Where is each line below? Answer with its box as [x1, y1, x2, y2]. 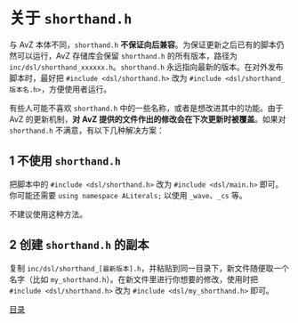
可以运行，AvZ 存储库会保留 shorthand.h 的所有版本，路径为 [16, 50, 238, 61]
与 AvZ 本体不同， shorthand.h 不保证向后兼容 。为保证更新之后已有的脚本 [9, 39, 277, 50]
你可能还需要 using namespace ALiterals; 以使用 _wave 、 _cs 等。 [9, 190, 247, 200]
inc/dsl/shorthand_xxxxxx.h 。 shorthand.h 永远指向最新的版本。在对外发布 [9, 61, 284, 72]
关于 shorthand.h [9, 8, 133, 28]
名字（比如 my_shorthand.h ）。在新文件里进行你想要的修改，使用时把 [9, 273, 259, 285]
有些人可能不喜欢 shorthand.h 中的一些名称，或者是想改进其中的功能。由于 [9, 102, 284, 113]
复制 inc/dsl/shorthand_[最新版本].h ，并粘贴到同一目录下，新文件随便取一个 [9, 262, 289, 273]
